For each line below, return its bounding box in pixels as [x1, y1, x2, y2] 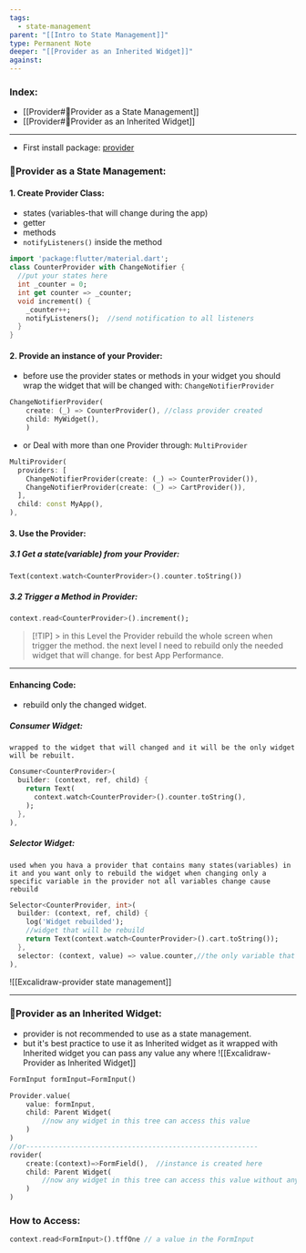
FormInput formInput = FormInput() [9, 1075, 137, 1084]
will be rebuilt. [9, 751, 76, 760]
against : [9, 56, 43, 65]
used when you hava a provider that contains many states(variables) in [9, 861, 291, 870]
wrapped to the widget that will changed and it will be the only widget [9, 743, 296, 752]
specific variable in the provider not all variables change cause [9, 876, 271, 886]
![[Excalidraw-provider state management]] [9, 976, 172, 987]
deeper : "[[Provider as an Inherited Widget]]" [9, 47, 194, 56]
